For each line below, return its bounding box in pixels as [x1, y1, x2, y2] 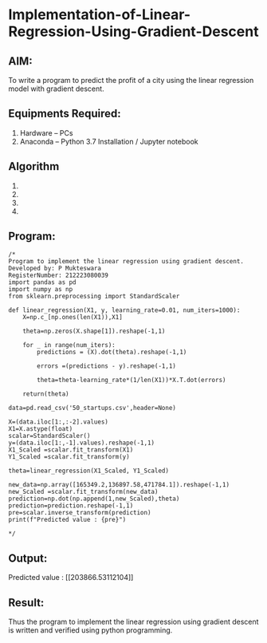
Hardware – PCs [19, 128, 73, 137]
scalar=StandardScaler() [8, 432, 91, 440]
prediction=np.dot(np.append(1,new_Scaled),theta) [8, 495, 180, 503]
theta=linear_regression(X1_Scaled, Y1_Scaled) [8, 467, 170, 475]
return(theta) [22, 390, 69, 398]
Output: [8, 551, 48, 565]
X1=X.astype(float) [8, 425, 73, 433]
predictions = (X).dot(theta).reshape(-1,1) [37, 349, 187, 357]
